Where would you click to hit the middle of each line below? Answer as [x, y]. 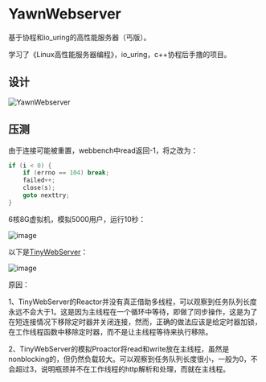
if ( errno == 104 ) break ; [66, 173]
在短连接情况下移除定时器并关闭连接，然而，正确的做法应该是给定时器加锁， [135, 322]
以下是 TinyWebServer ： [48, 252]
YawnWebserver [65, 14]
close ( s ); [39, 188]
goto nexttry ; [46, 195]
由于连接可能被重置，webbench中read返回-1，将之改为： [103, 150]
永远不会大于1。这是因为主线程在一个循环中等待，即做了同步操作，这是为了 [133, 311]
